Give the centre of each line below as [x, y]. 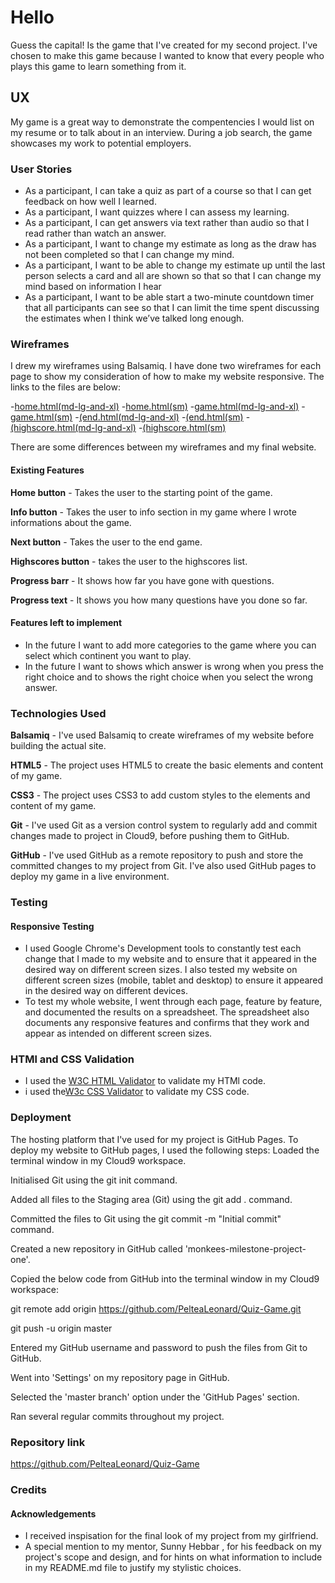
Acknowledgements [53, 1513]
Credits [28, 1489]
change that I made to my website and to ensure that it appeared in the [170, 959]
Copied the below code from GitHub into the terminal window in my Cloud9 [165, 1278]
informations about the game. [71, 522]
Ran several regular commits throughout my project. [117, 1416]
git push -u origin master [61, 1328]
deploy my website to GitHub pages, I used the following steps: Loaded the [165, 1150]
